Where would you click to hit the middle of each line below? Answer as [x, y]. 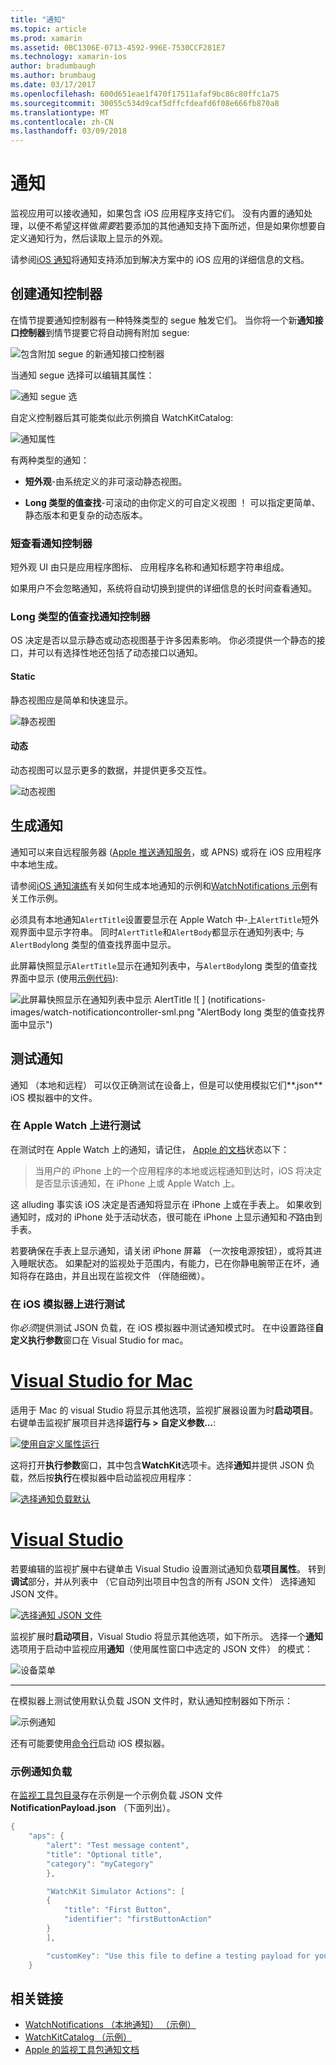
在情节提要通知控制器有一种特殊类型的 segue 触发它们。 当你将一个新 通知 [162, 320]
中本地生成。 [36, 864]
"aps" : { [46, 1836]
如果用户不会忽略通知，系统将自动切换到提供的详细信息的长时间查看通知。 [163, 588]
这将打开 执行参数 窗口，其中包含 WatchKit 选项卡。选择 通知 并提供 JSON [157, 1465]
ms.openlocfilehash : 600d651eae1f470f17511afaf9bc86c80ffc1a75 [145, 94]
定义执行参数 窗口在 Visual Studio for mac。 [99, 1340]
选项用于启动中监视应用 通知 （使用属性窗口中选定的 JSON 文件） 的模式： [162, 1648]
